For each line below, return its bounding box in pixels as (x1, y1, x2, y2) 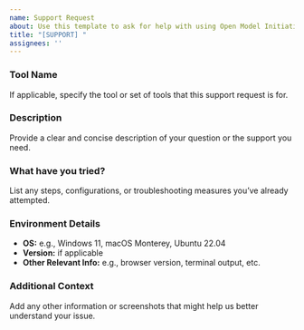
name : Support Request (9, 13, 95, 23)
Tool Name (9, 69, 58, 82)
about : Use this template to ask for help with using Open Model (9, 22, 261, 31)
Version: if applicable (22, 247, 104, 258)
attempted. (9, 195, 51, 206)
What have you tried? (9, 164, 106, 177)
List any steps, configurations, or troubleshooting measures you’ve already (9, 185, 289, 196)
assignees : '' (9, 38, 63, 48)
